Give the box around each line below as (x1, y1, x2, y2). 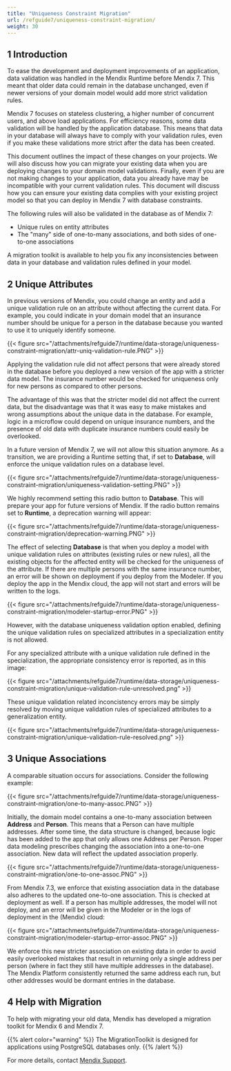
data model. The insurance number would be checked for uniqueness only (7, 375, 219, 383)
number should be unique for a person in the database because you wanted (7, 319, 223, 326)
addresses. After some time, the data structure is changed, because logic (7, 827, 216, 836)
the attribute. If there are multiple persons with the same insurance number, (7, 565, 222, 573)
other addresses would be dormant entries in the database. (7, 976, 176, 984)
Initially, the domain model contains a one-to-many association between (7, 812, 212, 821)
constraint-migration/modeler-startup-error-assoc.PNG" (7, 933, 168, 942)
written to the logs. (7, 587, 61, 595)
